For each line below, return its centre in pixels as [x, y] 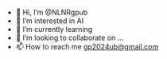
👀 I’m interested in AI [50, 21]
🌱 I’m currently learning [54, 29]
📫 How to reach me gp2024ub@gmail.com [87, 47]
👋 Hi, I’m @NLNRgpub [52, 12]
